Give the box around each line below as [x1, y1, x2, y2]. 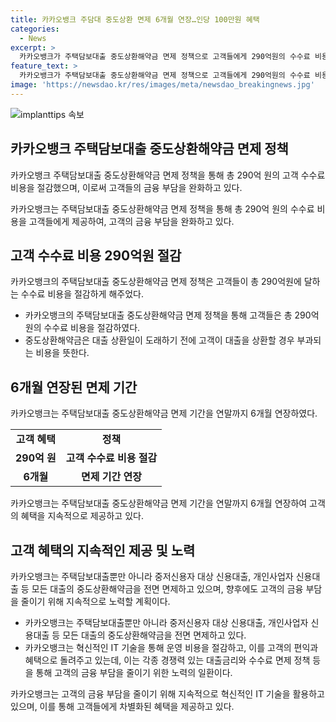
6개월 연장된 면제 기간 [10, 379, 138, 396]
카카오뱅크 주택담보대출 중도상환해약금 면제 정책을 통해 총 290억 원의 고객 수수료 [10, 169, 326, 181]
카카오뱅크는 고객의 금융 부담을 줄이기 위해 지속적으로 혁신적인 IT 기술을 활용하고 [10, 688, 325, 700]
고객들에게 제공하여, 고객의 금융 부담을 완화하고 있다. [28, 215, 235, 227]
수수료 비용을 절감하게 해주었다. [20, 288, 144, 300]
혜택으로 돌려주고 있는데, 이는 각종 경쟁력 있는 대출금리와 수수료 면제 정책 [24, 654, 311, 666]
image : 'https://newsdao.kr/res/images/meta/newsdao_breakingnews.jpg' [10, 80, 315, 90]
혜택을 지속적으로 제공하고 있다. [20, 510, 144, 522]
